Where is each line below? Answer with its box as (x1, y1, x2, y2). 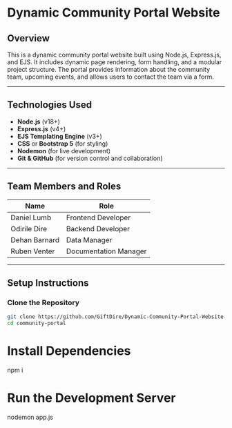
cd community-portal (7, 320, 67, 327)
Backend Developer (66, 224, 130, 233)
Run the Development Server (7, 390, 176, 406)
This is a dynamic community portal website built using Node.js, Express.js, (7, 50, 222, 59)
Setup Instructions (7, 278, 89, 289)
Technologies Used (7, 99, 92, 111)
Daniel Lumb (10, 213, 52, 222)
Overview (7, 32, 50, 44)
